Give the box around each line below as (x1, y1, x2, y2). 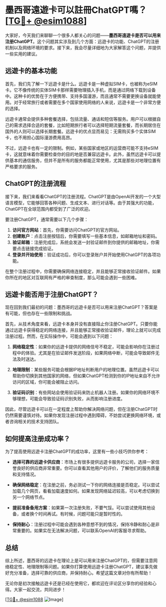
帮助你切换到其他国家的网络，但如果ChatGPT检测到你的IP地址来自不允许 (12, 373, 161, 379)
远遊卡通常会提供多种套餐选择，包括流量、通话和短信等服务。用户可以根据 (5, 116, 157, 122)
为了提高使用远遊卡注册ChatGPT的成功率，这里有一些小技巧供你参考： (5, 448, 149, 455)
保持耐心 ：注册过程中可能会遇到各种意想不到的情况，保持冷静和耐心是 (12, 521, 156, 527)
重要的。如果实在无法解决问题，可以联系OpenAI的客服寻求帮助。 (16, 527, 149, 534)
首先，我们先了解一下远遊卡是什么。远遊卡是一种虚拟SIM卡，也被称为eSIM (5, 81, 158, 87)
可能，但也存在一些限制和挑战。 (9, 310, 75, 316)
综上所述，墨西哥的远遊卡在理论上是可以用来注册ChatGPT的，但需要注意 (5, 558, 154, 564)
